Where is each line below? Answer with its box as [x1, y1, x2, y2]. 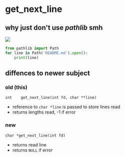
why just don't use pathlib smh [5, 23, 103, 32]
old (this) [5, 84, 27, 91]
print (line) [14, 55, 39, 60]
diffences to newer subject [5, 69, 91, 78]
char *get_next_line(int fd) [5, 133, 66, 138]
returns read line [12, 142, 46, 148]
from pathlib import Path [5, 46, 59, 51]
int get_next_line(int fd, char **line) [5, 95, 97, 100]
